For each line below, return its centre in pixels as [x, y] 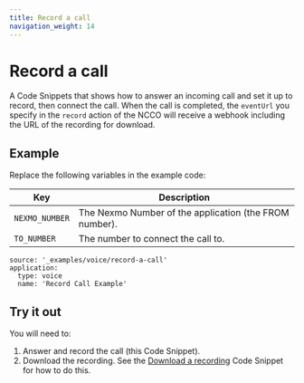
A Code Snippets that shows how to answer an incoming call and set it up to [151, 96]
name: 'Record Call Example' [72, 284]
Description [184, 197]
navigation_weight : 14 [52, 26]
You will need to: [40, 334]
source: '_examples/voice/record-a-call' [89, 260]
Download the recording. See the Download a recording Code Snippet [152, 361]
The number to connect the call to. [152, 239]
